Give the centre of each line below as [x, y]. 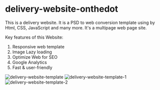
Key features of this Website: [34, 37]
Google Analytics [29, 62]
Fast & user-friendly [32, 67]
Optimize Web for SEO [35, 57]
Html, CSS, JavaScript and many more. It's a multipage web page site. [76, 27]
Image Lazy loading [32, 52]
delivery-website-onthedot [62, 9]
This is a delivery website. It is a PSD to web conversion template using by [80, 22]
